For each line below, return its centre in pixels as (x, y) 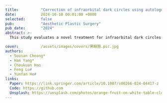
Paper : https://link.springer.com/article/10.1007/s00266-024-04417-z (84, 84)
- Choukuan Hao (25, 65)
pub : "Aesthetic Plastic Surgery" (53, 24)
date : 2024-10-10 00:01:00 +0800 (51, 14)
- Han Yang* (22, 60)
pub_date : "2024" (30, 28)
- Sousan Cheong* (28, 56)
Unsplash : (20, 93)
